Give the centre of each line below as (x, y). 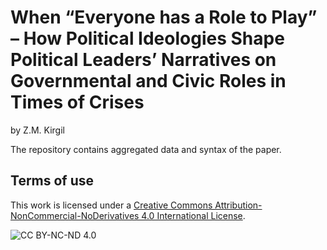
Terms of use (52, 181)
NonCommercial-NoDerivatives (75, 215)
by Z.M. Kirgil (37, 130)
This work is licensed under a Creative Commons (111, 205)
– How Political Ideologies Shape (147, 38)
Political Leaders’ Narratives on (143, 60)
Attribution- (238, 205)
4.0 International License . (193, 215)
